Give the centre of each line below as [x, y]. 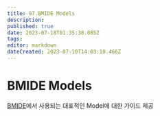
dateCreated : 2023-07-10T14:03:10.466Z [64, 52]
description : [26, 20]
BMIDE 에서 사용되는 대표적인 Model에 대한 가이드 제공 [80, 105]
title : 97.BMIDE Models [41, 13]
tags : [15, 39]
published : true [30, 26]
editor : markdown [32, 45]
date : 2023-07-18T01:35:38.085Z [53, 33]
